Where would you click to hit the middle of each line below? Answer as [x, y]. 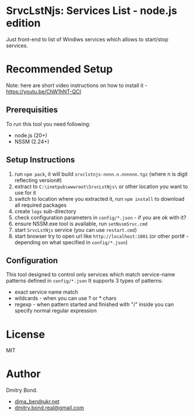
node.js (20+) [31, 135]
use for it [25, 192]
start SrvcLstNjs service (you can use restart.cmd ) [75, 230]
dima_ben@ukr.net [37, 402]
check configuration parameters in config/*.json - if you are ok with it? [100, 217]
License [26, 334]
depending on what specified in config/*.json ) [71, 242]
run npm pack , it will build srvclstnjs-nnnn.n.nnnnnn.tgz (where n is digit [101, 174]
